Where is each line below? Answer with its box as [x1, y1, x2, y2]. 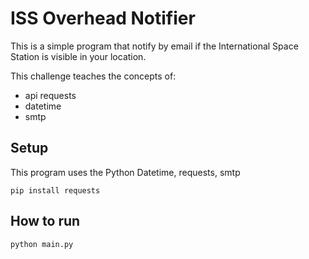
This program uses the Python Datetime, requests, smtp [10, 166, 241, 178]
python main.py [10, 239, 74, 249]
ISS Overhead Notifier [10, 7, 196, 30]
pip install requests [10, 185, 101, 196]
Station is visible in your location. [10, 50, 147, 62]
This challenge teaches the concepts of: [10, 70, 177, 82]
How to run [10, 213, 81, 230]
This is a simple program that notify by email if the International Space [10, 40, 299, 52]
